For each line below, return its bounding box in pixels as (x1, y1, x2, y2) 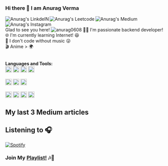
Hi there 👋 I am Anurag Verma (5, 5, 79, 12)
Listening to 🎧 (5, 126, 52, 135)
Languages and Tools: (5, 61, 53, 67)
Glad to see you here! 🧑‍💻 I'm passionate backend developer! (5, 27, 163, 33)
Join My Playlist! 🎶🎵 (5, 154, 55, 161)
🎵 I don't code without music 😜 (5, 38, 71, 44)
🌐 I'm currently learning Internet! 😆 (5, 32, 79, 38)
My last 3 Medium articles (5, 108, 89, 116)
